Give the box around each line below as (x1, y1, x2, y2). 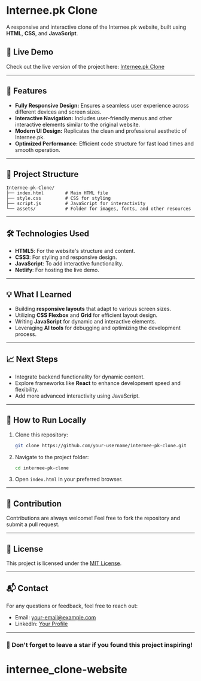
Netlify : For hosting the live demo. (14, 267, 100, 274)
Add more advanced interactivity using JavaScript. (14, 392, 140, 399)
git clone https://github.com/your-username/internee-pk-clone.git (14, 442, 187, 448)
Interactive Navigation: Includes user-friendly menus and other (14, 114, 172, 121)
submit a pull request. (6, 521, 60, 528)
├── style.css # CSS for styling (6, 196, 111, 201)
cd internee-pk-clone (14, 465, 69, 471)
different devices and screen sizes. (14, 108, 102, 115)
